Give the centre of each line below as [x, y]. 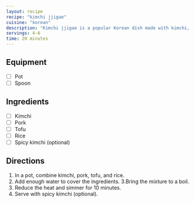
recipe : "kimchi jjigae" [36, 17]
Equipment [26, 62]
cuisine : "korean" [28, 22]
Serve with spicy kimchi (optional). [56, 194]
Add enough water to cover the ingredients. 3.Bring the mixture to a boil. [102, 181]
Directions [25, 161]
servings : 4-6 [23, 33]
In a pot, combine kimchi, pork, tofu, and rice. [69, 175]
